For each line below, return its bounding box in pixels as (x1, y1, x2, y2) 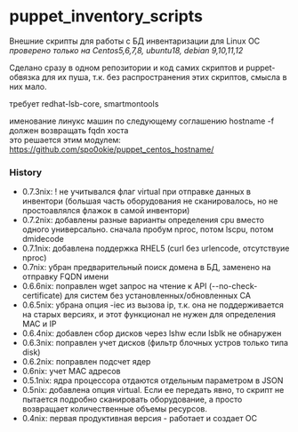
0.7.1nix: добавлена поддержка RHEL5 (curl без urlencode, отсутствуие (21, 243, 290, 254)
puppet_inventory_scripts (9, 6, 203, 27)
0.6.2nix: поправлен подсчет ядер (21, 356, 151, 367)
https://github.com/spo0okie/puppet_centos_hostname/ (9, 144, 214, 155)
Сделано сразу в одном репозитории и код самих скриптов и (9, 62, 245, 73)
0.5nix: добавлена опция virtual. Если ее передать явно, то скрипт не (21, 385, 285, 396)
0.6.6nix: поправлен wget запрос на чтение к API (21, 281, 207, 292)
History (9, 166, 43, 179)
